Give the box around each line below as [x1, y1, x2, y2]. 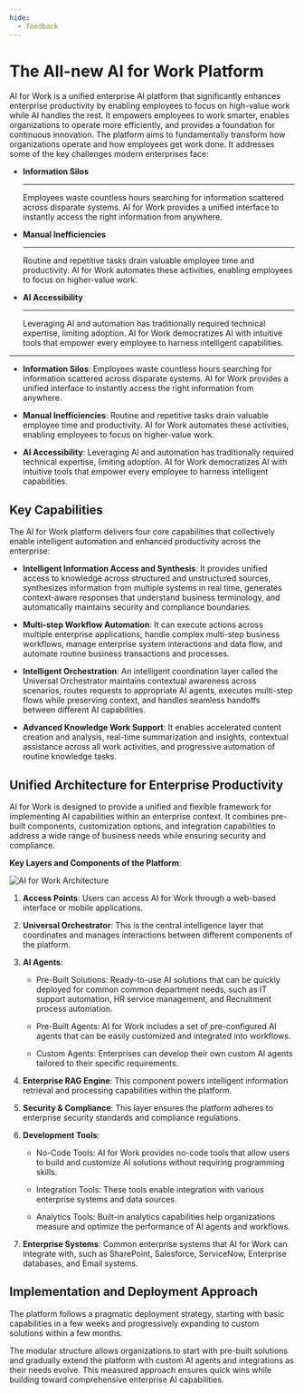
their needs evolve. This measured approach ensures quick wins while [9, 1364, 272, 1375]
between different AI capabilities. [22, 704, 147, 715]
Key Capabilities [9, 502, 104, 517]
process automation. [35, 1004, 113, 1015]
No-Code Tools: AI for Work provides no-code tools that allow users [35, 1147, 290, 1158]
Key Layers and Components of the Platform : [9, 858, 182, 869]
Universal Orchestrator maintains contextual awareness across [22, 675, 257, 686]
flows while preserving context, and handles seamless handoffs [22, 695, 261, 706]
